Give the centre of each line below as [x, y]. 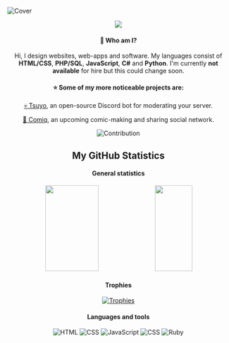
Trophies [118, 285]
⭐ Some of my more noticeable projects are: [118, 87]
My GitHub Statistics [118, 155]
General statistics [118, 173]
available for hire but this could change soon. [118, 71]
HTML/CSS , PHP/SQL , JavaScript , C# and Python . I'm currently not [118, 63]
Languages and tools [118, 316]
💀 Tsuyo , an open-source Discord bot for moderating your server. [118, 106]
